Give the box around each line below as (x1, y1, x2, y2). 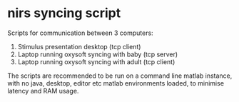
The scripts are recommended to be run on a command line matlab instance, (7, 71, 233, 80)
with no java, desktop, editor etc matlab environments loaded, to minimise (7, 78, 225, 87)
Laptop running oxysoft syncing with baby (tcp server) (17, 50, 178, 58)
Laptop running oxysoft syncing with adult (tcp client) (17, 57, 176, 66)
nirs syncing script (7, 5, 121, 21)
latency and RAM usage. (7, 86, 79, 95)
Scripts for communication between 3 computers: (7, 29, 153, 37)
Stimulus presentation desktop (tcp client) (17, 42, 141, 51)
